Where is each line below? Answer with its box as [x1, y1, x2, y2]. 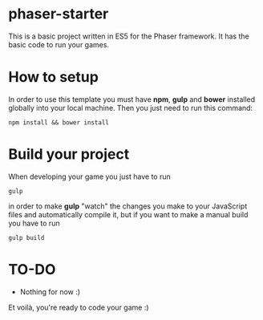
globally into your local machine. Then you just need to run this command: [8, 103, 253, 112]
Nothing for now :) [19, 286, 81, 297]
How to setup [8, 68, 99, 87]
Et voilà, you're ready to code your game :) [8, 302, 150, 312]
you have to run [8, 218, 60, 228]
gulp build [8, 233, 45, 241]
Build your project [8, 145, 130, 164]
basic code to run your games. [8, 39, 110, 49]
